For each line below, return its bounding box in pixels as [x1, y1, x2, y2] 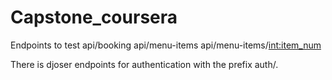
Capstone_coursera [10, 6, 178, 29]
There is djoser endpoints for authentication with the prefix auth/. [10, 58, 279, 70]
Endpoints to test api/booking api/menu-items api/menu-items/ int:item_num [10, 39, 322, 51]
